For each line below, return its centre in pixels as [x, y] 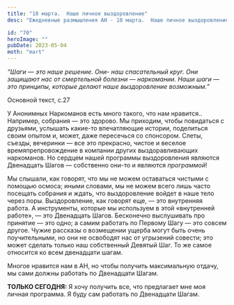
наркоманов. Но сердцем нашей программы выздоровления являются [114, 158]
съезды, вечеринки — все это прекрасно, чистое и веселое [97, 143]
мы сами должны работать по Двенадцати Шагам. [83, 273]
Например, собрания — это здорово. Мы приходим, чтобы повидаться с [116, 121]
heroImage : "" [28, 39]
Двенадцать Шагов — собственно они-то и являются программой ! [107, 165]
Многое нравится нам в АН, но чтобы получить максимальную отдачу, [113, 266]
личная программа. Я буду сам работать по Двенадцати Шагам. [103, 294]
